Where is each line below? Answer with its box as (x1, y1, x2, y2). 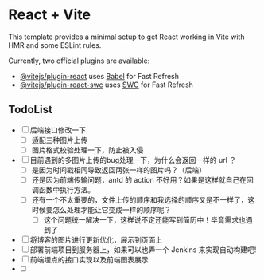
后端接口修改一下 (29, 125, 86, 135)
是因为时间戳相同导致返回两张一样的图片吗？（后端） (31, 165, 207, 175)
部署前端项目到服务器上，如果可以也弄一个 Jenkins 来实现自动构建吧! (29, 245, 257, 254)
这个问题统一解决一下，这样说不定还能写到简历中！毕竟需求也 (43, 215, 247, 225)
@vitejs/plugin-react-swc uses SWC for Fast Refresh (19, 80, 193, 89)
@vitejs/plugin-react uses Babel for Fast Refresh (19, 71, 180, 81)
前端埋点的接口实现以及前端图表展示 (29, 255, 149, 265)
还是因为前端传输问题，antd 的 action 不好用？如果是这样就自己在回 (31, 175, 254, 184)
